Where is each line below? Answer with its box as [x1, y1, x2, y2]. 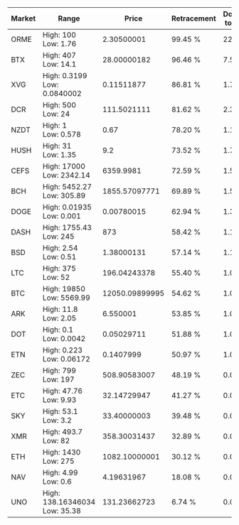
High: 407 [42, 50, 77, 60]
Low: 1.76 [42, 39, 77, 48]
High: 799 [42, 366, 77, 375]
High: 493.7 [42, 427, 83, 436]
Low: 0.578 [42, 129, 82, 139]
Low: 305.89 [42, 191, 86, 200]
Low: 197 [42, 374, 75, 384]
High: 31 [42, 141, 72, 151]
